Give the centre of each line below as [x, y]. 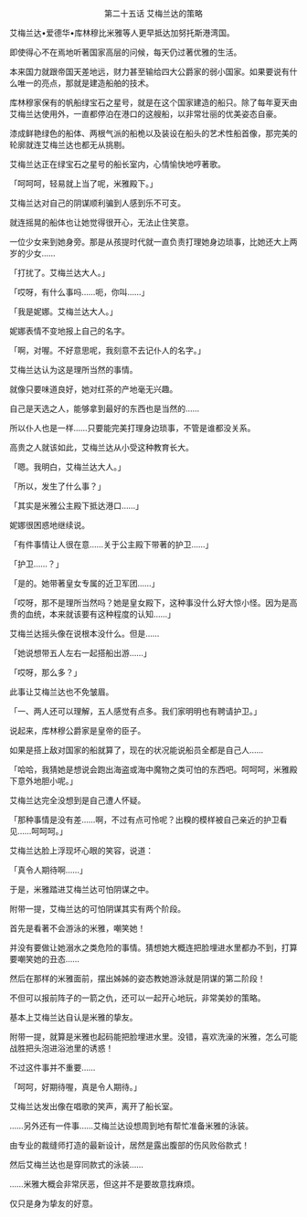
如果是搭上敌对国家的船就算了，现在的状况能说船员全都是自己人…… [137, 750]
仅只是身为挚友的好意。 [53, 1203]
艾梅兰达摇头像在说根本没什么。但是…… [85, 634]
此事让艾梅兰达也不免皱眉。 [62, 692]
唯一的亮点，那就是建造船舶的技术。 [85, 83]
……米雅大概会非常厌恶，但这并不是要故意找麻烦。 [105, 1184]
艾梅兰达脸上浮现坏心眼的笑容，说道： [81, 851]
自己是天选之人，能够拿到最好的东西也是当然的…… [105, 408]
